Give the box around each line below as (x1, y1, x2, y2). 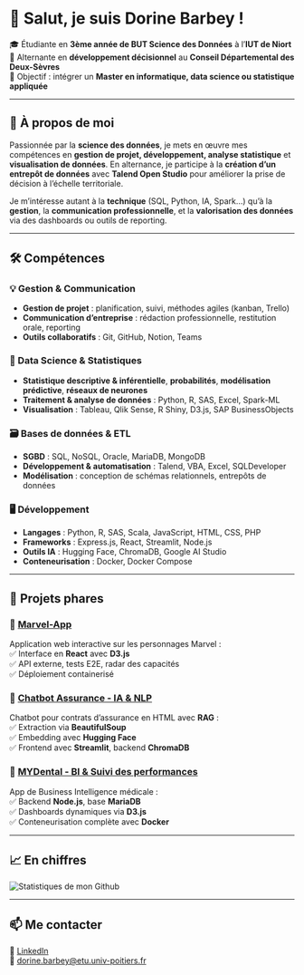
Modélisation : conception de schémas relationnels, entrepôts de (22, 470, 267, 481)
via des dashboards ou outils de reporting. (9, 215, 167, 226)
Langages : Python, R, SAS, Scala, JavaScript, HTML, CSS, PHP (22, 527, 261, 538)
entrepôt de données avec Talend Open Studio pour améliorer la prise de (9, 168, 286, 179)
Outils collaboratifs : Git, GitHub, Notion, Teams (22, 332, 203, 343)
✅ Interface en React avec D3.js (9, 648, 130, 660)
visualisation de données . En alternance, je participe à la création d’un (9, 159, 276, 169)
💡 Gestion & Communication (9, 283, 136, 295)
